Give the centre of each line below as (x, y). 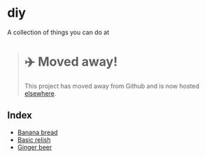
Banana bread (37, 132)
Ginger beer (35, 147)
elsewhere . (40, 93)
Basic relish (34, 139)
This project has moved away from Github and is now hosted (112, 86)
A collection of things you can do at (58, 32)
